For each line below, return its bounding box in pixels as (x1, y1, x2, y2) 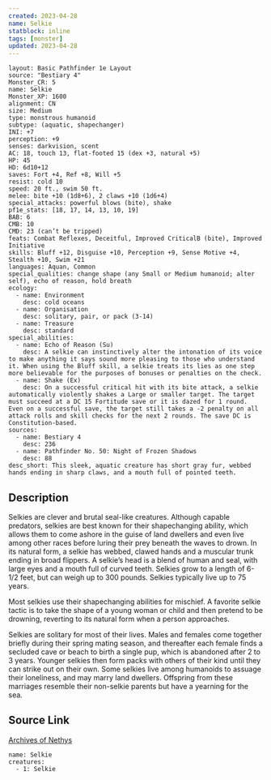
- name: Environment (15, 291, 85, 300)
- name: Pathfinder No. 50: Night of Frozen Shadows (15, 448, 197, 456)
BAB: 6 (8, 213, 31, 221)
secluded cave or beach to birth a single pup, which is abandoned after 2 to (8, 646, 261, 657)
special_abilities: (8, 334, 74, 342)
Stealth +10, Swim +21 (8, 256, 85, 264)
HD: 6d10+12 (8, 164, 49, 172)
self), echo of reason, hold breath (8, 277, 132, 285)
